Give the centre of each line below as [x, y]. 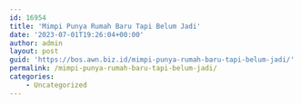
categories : [32, 77]
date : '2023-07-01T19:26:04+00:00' [77, 34]
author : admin [36, 43]
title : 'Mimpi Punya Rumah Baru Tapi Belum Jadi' [105, 26]
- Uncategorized [57, 85]
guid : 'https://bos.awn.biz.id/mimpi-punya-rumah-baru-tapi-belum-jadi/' [152, 60]
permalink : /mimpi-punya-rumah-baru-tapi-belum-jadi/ [114, 69]
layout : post [34, 52]
